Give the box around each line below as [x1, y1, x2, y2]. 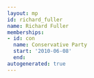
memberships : [7, 28, 45, 36]
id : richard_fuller [7, 16, 63, 23]
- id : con [7, 35, 36, 42]
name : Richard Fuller [7, 22, 69, 29]
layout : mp [7, 9, 38, 17]
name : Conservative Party [13, 41, 88, 48]
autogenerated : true [7, 60, 67, 67]
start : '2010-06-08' [13, 48, 72, 55]
